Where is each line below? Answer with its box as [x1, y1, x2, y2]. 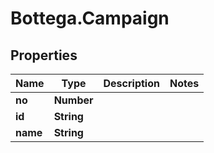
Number [53, 93, 94, 107]
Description [103, 77, 160, 90]
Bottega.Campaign [10, 7, 170, 30]
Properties [10, 47, 78, 64]
